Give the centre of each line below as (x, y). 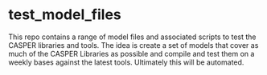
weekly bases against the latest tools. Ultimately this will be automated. (126, 62)
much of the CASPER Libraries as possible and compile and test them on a (131, 53)
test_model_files (65, 15)
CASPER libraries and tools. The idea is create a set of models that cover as (133, 45)
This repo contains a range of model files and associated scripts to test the (132, 37)
